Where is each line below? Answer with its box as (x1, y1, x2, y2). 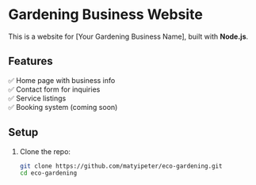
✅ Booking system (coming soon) (8, 102, 118, 111)
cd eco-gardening (19, 169, 78, 177)
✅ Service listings (8, 93, 67, 103)
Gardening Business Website (8, 6, 204, 24)
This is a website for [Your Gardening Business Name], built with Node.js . (8, 32, 249, 41)
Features (8, 55, 53, 68)
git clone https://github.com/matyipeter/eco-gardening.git (19, 162, 223, 170)
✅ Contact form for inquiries (8, 85, 101, 94)
